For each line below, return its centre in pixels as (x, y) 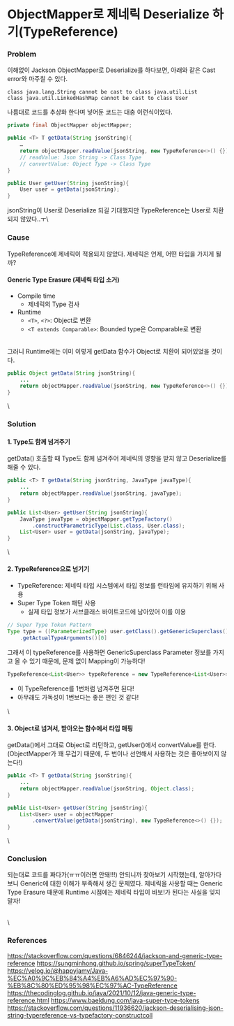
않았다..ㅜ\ (34, 219)
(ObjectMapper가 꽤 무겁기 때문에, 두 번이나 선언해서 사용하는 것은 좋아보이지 (113, 754)
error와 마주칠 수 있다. (38, 79)
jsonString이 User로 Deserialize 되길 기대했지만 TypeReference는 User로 (109, 210)
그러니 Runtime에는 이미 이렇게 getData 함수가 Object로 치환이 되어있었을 (109, 351)
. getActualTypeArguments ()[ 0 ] (64, 638)
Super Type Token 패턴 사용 (56, 603)
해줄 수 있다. (24, 467)
